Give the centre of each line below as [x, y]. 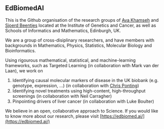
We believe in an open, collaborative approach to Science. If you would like [82, 111]
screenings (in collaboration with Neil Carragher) [62, 96]
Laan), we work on [24, 71]
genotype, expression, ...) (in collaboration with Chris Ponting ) [76, 86]
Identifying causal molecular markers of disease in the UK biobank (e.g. [85, 80]
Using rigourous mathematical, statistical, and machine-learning [71, 60]
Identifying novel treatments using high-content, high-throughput [79, 90]
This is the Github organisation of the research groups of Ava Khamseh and [82, 20]
